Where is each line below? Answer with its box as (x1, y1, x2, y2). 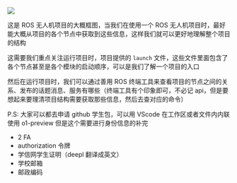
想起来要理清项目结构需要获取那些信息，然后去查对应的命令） (7, 95, 187, 103)
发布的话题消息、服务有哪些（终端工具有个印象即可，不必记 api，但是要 (19, 86, 229, 95)
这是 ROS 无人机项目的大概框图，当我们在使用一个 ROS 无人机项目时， (7, 21, 214, 29)
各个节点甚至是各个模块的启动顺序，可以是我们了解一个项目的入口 (7, 62, 200, 71)
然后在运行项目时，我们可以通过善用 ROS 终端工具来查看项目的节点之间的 (7, 78, 222, 85)
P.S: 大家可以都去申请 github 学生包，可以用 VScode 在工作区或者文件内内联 (7, 110, 230, 118)
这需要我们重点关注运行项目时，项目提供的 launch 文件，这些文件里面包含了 (7, 54, 229, 61)
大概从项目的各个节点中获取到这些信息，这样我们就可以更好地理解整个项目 (13, 30, 231, 38)
